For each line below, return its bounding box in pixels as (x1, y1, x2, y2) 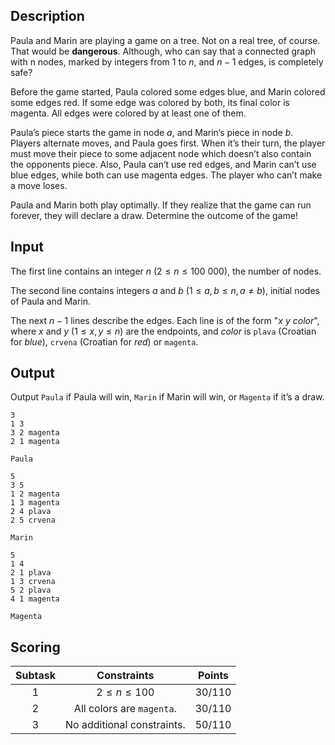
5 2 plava (10, 585, 52, 596)
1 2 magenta (10, 489, 60, 499)
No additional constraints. (65, 718, 186, 732)
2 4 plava (10, 507, 52, 517)
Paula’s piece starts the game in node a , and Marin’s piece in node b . (10, 126, 294, 138)
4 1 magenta (10, 594, 60, 604)
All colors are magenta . (73, 702, 177, 716)
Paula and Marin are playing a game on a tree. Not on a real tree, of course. (10, 34, 321, 46)
